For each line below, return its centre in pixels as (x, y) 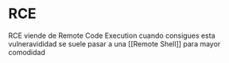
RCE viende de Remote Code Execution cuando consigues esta (112, 35)
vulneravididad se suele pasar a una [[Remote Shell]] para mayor (114, 43)
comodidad (27, 52)
